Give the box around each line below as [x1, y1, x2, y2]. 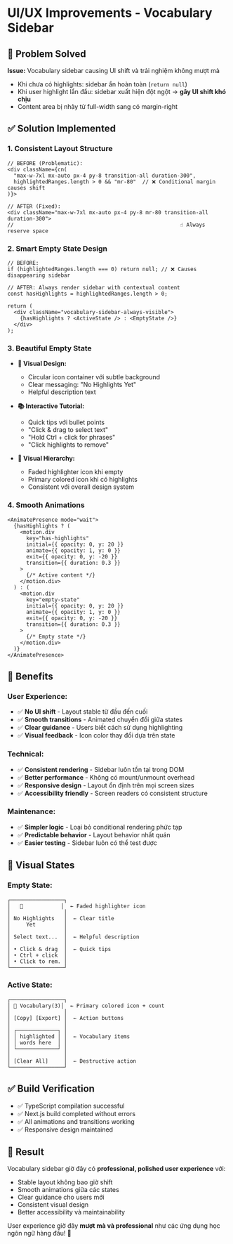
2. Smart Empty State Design [7, 244, 107, 254]
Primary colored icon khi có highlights [27, 476, 138, 484]
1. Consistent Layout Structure [7, 144, 114, 154]
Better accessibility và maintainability [17, 1208, 125, 1217]
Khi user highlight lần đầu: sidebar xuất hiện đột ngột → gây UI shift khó [17, 88, 227, 96]
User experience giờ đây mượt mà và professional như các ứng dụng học [7, 1222, 221, 1230]
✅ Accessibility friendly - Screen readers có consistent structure [17, 789, 208, 797]
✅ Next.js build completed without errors [17, 1109, 135, 1118]
